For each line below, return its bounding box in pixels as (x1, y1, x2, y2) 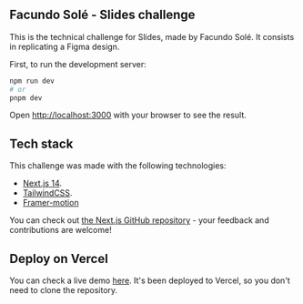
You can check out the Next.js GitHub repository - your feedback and (9, 215, 270, 226)
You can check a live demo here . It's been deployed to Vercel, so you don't (9, 275, 291, 286)
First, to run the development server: (9, 58, 147, 69)
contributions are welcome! (9, 225, 112, 236)
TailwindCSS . (22, 187, 73, 198)
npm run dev (9, 76, 55, 86)
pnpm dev (9, 93, 43, 103)
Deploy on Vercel (9, 250, 109, 267)
